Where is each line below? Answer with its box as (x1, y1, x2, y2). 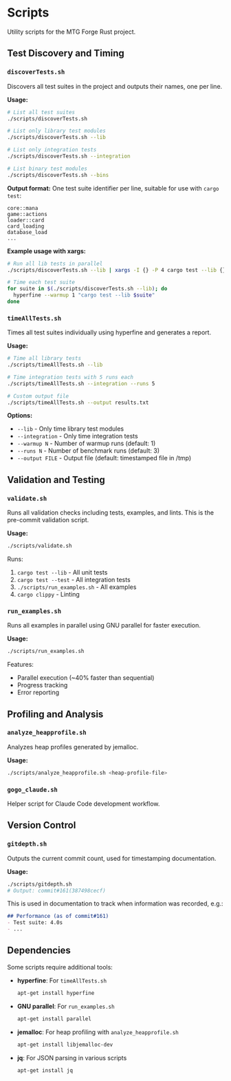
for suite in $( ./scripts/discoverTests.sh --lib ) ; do (7, 286, 168, 292)
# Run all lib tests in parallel (7, 260, 103, 267)
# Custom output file (7, 392, 69, 400)
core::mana (7, 204, 38, 211)
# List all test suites (7, 109, 76, 116)
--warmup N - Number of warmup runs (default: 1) (16, 439, 156, 448)
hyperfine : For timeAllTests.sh (16, 976, 107, 985)
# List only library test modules (7, 127, 107, 135)
